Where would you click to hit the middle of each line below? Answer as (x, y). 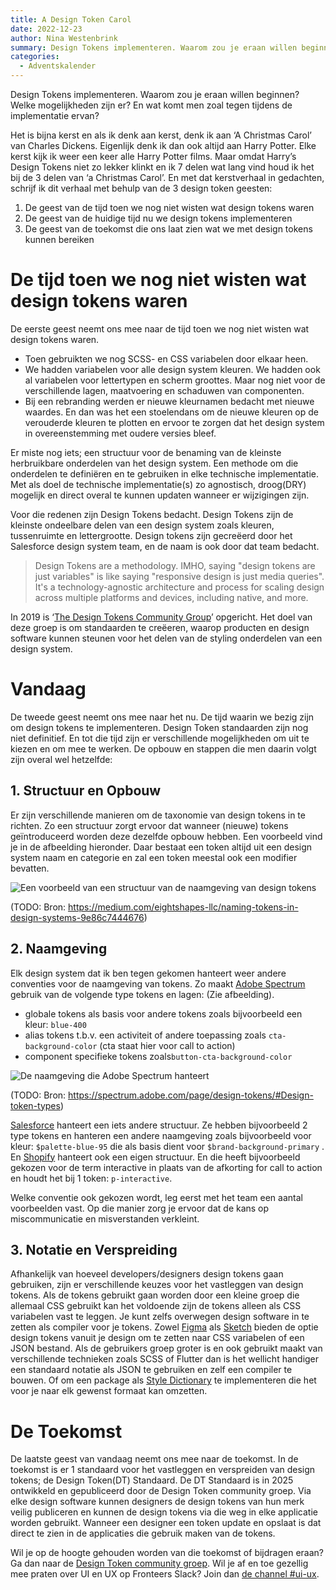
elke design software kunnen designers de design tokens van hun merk (157, 1502)
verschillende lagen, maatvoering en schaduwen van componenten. (164, 390)
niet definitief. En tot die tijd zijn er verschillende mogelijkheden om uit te (160, 738)
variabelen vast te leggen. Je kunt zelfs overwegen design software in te (160, 1317)
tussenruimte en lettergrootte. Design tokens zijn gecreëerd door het (151, 535)
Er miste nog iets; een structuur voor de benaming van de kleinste (146, 452)
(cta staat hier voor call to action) (167, 1045)
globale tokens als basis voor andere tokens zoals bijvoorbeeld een (163, 1013)
